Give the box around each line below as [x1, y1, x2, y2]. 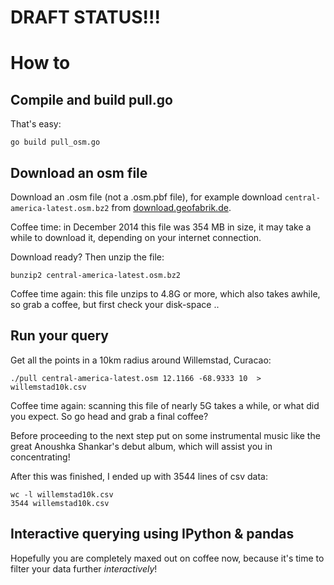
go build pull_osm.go [10, 137, 101, 148]
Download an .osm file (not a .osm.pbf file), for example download [10, 191, 283, 203]
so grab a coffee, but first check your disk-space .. [10, 299, 220, 310]
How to [10, 52, 71, 75]
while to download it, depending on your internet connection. [10, 232, 262, 243]
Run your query [10, 327, 109, 345]
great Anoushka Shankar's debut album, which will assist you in [10, 440, 273, 452]
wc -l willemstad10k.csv [10, 489, 114, 500]
